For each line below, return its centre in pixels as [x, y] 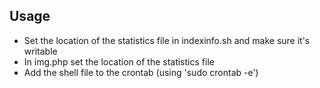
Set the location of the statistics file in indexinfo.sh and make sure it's [167, 40]
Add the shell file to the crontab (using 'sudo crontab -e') [141, 72]
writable [40, 51]
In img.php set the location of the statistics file [119, 61]
